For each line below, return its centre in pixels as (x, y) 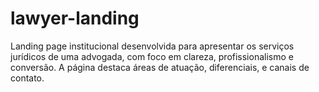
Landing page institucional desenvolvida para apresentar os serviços (152, 46)
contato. (27, 78)
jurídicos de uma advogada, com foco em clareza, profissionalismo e (152, 56)
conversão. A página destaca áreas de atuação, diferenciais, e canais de (160, 67)
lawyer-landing (75, 18)
